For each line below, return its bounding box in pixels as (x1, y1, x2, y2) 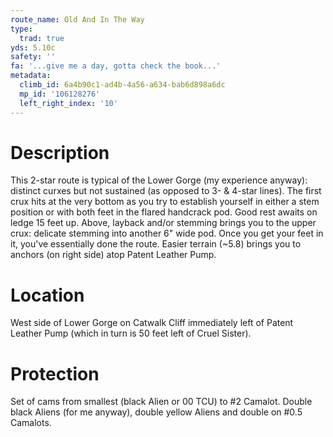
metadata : (10, 71, 52, 81)
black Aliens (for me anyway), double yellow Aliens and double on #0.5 (10, 406, 303, 418)
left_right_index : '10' (19, 98, 118, 108)
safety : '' (10, 52, 56, 62)
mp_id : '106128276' (19, 89, 101, 99)
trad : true (19, 33, 65, 43)
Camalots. (10, 417, 52, 429)
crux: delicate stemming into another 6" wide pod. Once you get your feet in (10, 227, 324, 240)
